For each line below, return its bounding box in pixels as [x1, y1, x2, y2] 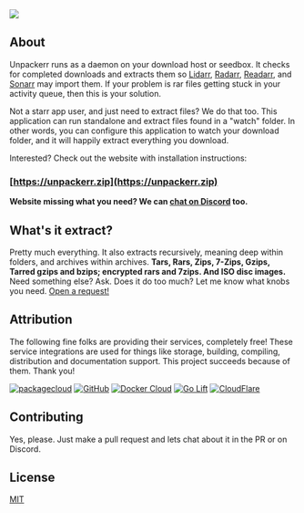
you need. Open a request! [9, 285, 109, 296]
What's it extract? [9, 223, 114, 238]
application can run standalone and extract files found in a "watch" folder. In [9, 115, 296, 126]
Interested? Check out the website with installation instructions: [9, 152, 248, 163]
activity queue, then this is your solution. [9, 88, 162, 99]
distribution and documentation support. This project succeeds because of [9, 355, 291, 366]
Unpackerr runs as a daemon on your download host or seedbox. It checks [9, 58, 290, 69]
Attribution [9, 312, 73, 328]
